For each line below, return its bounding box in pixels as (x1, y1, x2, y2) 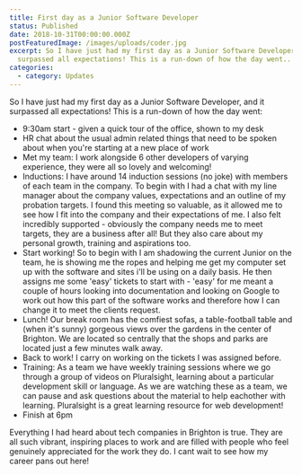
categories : (9, 64, 54, 73)
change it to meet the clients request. (22, 304, 161, 315)
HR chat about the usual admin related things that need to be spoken (22, 132, 277, 144)
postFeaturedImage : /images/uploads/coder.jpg (9, 38, 187, 48)
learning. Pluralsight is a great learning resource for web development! (22, 400, 284, 410)
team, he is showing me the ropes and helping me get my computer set (22, 257, 287, 268)
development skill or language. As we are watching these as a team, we (22, 381, 288, 391)
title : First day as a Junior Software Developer (9, 13, 200, 22)
